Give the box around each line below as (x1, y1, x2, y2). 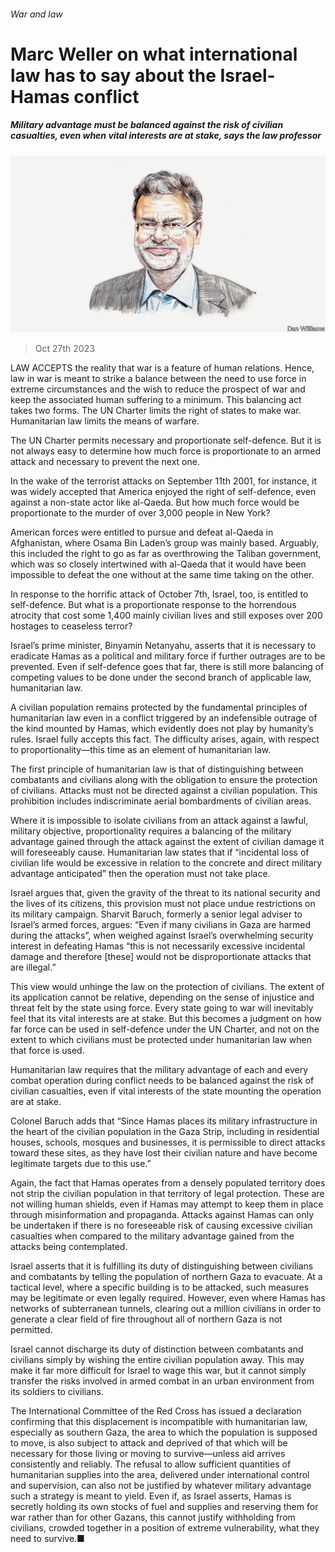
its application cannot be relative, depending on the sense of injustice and (10, 991, 315, 1004)
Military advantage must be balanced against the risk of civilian (10, 119, 284, 131)
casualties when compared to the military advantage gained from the (10, 1230, 295, 1242)
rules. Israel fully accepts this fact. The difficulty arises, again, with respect (10, 733, 320, 745)
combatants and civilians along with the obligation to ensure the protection (10, 774, 318, 786)
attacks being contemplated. (10, 1241, 128, 1253)
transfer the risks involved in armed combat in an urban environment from (10, 1375, 315, 1387)
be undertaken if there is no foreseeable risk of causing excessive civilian (10, 1220, 313, 1232)
